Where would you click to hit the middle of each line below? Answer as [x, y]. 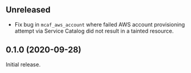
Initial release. [23, 64]
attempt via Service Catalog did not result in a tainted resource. [94, 31]
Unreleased [28, 10]
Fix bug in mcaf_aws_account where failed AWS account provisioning [100, 24]
